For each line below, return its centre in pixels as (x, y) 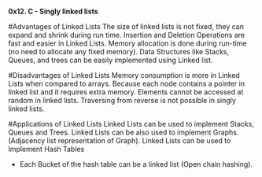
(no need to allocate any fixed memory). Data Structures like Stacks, (119, 52)
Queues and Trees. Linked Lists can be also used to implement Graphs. (124, 132)
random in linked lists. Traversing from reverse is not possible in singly (122, 100)
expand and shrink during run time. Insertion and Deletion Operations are (127, 35)
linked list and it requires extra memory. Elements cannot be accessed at (126, 92)
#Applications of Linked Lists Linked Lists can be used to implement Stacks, (131, 124)
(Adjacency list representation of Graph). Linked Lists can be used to (120, 140)
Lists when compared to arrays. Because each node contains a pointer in (127, 83)
